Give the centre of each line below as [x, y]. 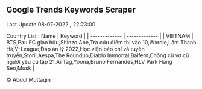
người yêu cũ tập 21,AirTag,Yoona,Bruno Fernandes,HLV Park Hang [90, 61]
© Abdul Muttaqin [29, 79]
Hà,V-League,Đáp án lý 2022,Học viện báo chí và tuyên [75, 49]
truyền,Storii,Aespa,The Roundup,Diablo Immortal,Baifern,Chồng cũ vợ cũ [98, 55]
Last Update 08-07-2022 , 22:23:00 [51, 24]
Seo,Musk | [21, 68]
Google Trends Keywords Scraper [71, 10]
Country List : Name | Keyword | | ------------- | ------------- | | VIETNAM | [100, 36]
